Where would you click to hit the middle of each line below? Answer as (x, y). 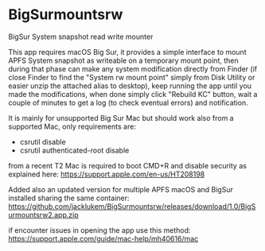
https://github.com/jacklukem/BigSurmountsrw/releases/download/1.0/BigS (132, 206)
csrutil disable (43, 141)
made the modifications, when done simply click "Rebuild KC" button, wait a (133, 94)
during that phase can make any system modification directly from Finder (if (133, 68)
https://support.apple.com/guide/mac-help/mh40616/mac (103, 238)
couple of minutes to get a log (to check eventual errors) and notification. (128, 102)
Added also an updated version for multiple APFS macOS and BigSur (121, 189)
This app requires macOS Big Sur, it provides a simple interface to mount (127, 52)
